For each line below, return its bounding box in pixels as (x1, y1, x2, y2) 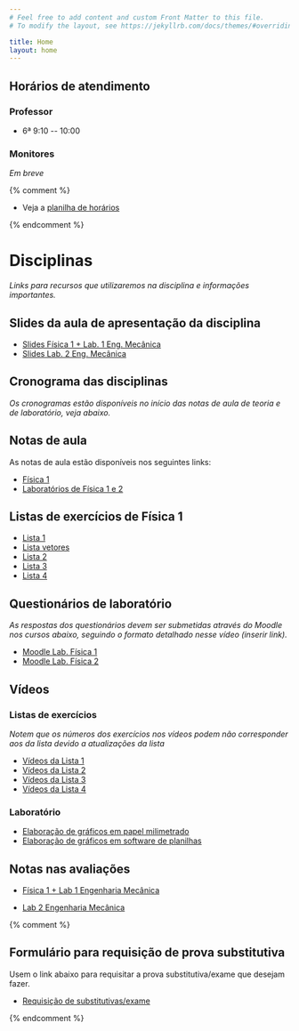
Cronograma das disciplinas (9, 375, 169, 390)
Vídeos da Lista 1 (21, 755, 85, 766)
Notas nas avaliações (9, 861, 131, 876)
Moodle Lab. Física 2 (21, 656, 100, 667)
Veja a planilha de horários (21, 202, 120, 213)
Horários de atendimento (9, 78, 150, 93)
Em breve (9, 168, 44, 179)
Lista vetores (21, 542, 70, 552)
